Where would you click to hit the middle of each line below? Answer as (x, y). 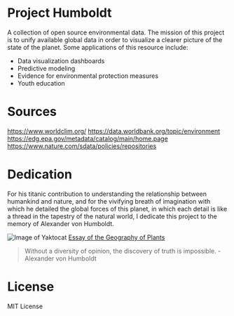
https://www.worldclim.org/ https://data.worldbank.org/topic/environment (114, 131)
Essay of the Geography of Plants (117, 237)
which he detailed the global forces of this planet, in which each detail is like (117, 209)
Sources (32, 112)
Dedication (40, 175)
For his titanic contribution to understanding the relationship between (107, 194)
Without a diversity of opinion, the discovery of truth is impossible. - (123, 251)
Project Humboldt (60, 13)
